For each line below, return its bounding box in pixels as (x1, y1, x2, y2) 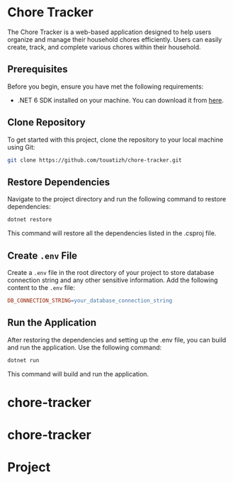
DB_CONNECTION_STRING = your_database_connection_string (7, 297, 173, 304)
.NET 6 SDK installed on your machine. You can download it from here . (17, 96, 225, 104)
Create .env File (7, 250, 78, 262)
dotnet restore (7, 216, 52, 223)
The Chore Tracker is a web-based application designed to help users (7, 28, 212, 36)
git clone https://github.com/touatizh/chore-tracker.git (7, 157, 182, 164)
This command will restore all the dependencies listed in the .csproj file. (7, 229, 217, 237)
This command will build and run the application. (7, 369, 149, 378)
